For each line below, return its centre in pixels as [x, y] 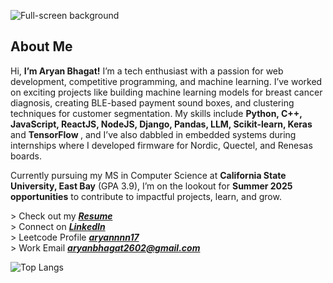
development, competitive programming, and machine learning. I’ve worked [166, 81]
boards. [26, 156]
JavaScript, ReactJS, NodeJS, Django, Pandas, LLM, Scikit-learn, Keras [161, 124]
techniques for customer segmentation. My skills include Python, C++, [156, 113]
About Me [41, 46]
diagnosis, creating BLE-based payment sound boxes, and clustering [152, 102]
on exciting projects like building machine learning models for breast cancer [166, 92]
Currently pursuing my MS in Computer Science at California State [148, 175]
